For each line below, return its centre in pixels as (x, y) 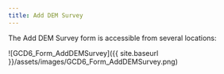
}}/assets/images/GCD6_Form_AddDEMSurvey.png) (93, 61)
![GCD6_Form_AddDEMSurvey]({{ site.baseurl (83, 53)
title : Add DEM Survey (46, 15)
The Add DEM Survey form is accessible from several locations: (112, 38)
